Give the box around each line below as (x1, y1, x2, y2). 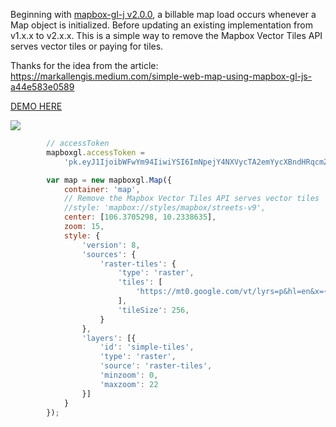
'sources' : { (81, 249, 137, 259)
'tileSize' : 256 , (117, 305, 190, 315)
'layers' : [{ (81, 333, 137, 343)
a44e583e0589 (10, 81, 75, 93)
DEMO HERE (10, 100, 63, 112)
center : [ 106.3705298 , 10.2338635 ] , (63, 212, 217, 223)
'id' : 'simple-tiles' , (99, 342, 195, 353)
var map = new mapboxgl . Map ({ (46, 175, 172, 185)
